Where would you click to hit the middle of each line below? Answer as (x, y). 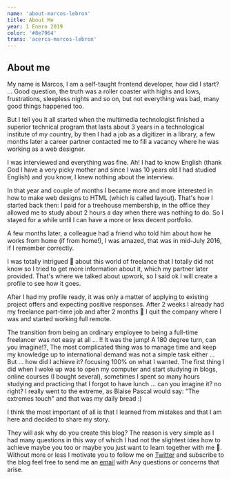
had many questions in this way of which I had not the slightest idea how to (114, 440)
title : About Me (30, 20)
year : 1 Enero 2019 (35, 26)
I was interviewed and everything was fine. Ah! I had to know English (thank (114, 162)
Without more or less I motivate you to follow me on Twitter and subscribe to (115, 455)
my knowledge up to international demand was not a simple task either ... (111, 354)
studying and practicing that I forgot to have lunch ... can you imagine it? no (114, 383)
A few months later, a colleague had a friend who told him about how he (109, 233)
